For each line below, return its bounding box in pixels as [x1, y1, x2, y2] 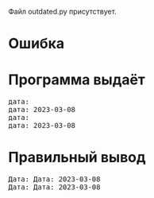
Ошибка [8, 35, 65, 52]
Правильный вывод [8, 149, 146, 166]
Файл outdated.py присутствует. [8, 7, 117, 16]
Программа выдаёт [8, 71, 145, 89]
